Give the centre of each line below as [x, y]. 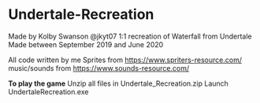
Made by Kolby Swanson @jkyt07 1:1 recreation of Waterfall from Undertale [130, 36]
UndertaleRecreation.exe [48, 91]
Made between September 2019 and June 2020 [86, 44]
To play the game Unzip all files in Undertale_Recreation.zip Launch [118, 83]
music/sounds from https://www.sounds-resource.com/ [99, 68]
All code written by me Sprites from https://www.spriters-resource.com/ [125, 60]
